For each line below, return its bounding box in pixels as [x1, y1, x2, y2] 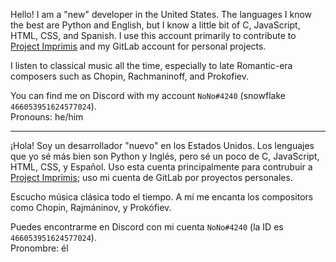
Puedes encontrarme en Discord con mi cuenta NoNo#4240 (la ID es [10, 221, 284, 233]
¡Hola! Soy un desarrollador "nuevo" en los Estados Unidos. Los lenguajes [10, 140, 315, 151]
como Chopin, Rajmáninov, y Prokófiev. [10, 202, 172, 213]
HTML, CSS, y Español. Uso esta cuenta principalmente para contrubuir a [10, 161, 313, 173]
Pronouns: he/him [10, 111, 84, 123]
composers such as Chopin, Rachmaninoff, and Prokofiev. [10, 70, 250, 82]
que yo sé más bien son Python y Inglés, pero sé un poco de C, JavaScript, [10, 150, 320, 162]
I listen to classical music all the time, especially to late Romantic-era [10, 60, 293, 71]
